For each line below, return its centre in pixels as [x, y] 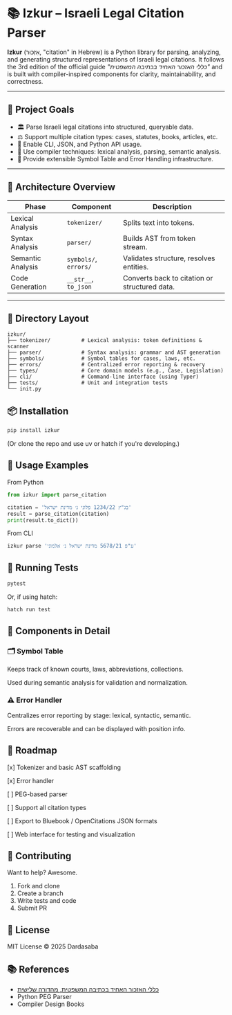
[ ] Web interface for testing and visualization [71, 834]
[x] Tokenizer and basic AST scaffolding [64, 767]
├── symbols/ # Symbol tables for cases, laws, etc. [101, 359]
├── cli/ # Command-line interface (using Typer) [103, 377]
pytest [17, 584]
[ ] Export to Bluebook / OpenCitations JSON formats [82, 820]
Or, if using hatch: [32, 597]
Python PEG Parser [44, 997]
